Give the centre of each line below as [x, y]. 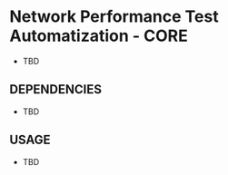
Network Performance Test [114, 17]
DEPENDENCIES [56, 89]
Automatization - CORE [99, 36]
